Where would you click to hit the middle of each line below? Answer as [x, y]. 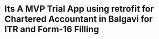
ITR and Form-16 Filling [52, 29]
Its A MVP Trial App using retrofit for [79, 9]
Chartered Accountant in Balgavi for [79, 19]
